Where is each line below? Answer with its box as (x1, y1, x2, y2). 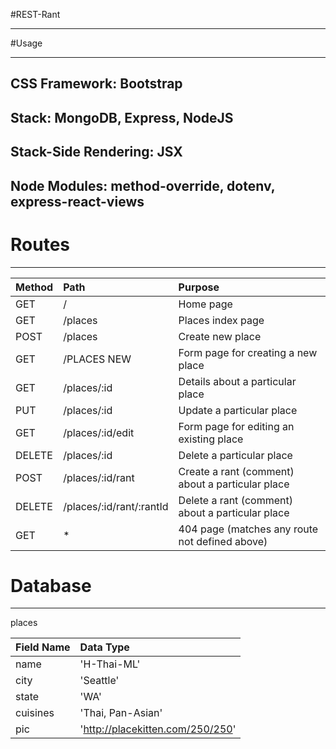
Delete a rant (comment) (178, 493, 293, 507)
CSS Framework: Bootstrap (10, 75, 183, 93)
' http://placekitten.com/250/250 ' (79, 722, 237, 736)
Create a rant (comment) (178, 464, 295, 478)
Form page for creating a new (178, 345, 318, 359)
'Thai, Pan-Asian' (79, 706, 163, 720)
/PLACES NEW (63, 352, 132, 366)
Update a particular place (178, 403, 298, 417)
